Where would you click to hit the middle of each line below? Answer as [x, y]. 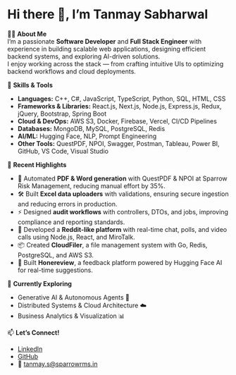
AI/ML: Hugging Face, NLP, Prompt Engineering [87, 136]
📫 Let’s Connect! [33, 332]
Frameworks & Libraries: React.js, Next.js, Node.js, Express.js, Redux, [119, 106]
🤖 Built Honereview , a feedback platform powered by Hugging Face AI [120, 262]
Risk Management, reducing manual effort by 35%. [91, 185]
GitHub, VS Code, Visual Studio [63, 151]
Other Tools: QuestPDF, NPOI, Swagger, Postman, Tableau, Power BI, [118, 143]
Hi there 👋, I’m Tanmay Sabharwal [108, 14]
